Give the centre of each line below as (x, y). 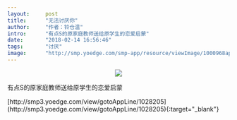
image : (17, 54)
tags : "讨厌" (35, 47)
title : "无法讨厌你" (43, 20)
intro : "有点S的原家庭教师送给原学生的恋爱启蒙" (78, 34)
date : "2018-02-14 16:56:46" (60, 40)
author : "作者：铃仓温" (45, 27)
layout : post (33, 14)
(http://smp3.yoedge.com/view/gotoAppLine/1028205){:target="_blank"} (113, 109)
